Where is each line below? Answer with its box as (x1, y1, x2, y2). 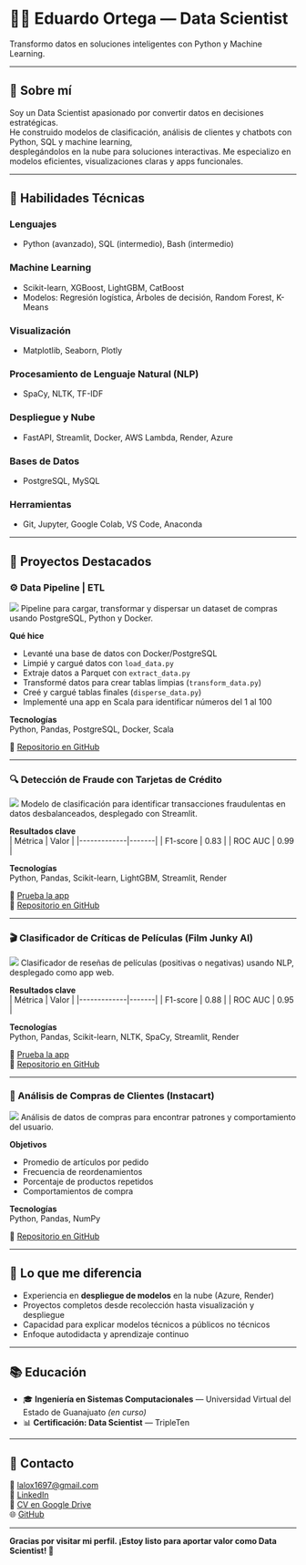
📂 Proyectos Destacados (9, 553, 152, 569)
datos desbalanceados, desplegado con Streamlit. (9, 808, 198, 819)
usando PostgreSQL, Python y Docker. (9, 613, 153, 623)
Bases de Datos (9, 455, 80, 468)
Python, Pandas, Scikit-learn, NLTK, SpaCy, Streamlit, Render (9, 1031, 240, 1042)
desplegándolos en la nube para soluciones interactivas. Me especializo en (9, 146, 291, 157)
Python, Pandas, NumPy (9, 1212, 101, 1224)
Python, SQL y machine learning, (9, 136, 133, 147)
